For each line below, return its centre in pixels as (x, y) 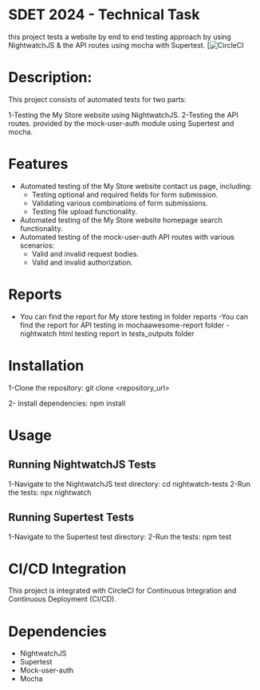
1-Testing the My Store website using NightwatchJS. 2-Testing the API (124, 115)
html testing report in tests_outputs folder (126, 333)
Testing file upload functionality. (85, 211)
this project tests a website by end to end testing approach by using (120, 37)
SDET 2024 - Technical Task (104, 15)
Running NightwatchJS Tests (83, 465)
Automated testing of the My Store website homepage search (121, 220)
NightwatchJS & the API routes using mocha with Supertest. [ (109, 45)
